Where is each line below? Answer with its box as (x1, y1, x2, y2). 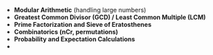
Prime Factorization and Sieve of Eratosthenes (13, 21, 152, 28)
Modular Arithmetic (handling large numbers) (13, 6, 147, 14)
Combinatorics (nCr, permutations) (13, 27, 119, 36)
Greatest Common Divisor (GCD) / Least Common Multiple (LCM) (13, 13, 206, 21)
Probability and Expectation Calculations (13, 35, 135, 43)
